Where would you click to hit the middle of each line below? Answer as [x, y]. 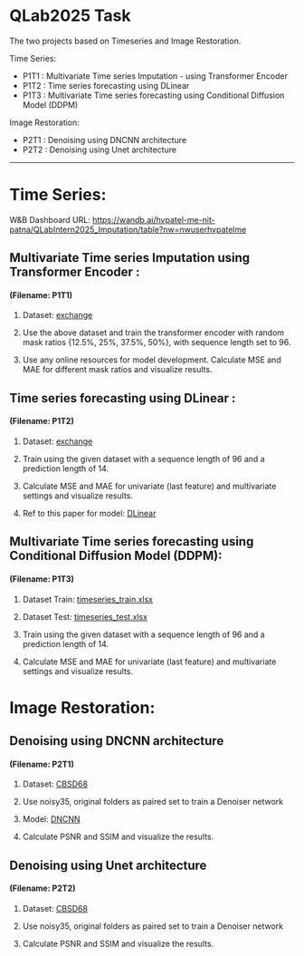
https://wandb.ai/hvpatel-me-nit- [153, 219]
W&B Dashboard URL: [50, 219]
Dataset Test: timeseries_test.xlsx [85, 616]
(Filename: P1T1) [41, 295]
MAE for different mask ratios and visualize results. [117, 370]
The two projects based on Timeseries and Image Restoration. [125, 41]
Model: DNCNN [51, 819]
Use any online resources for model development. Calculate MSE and [152, 360]
